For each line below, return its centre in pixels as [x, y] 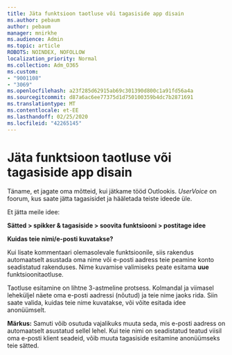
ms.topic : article [34, 46]
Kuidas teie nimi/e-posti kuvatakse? [60, 239]
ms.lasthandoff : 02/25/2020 [48, 116]
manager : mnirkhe [32, 33]
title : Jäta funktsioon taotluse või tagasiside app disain [96, 14]
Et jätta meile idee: [34, 212]
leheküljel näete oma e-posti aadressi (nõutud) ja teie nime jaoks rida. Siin [113, 295]
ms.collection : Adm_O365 [43, 65]
